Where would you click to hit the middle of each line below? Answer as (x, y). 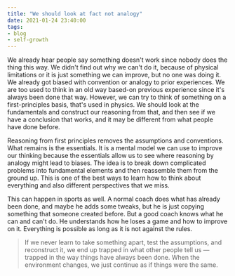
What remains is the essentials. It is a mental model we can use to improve (115, 148)
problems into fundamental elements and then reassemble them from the (113, 171)
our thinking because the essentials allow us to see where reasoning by (110, 156)
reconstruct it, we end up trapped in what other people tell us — (117, 250)
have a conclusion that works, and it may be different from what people (110, 119)
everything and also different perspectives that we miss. (88, 185)
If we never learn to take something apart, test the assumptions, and (123, 242)
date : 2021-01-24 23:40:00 (47, 20)
